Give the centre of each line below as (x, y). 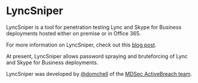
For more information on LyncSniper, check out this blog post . (81, 45)
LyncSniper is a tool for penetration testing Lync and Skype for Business (94, 27)
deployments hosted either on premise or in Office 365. (74, 33)
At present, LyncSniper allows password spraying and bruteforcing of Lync (97, 56)
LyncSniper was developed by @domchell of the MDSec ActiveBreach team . (99, 74)
